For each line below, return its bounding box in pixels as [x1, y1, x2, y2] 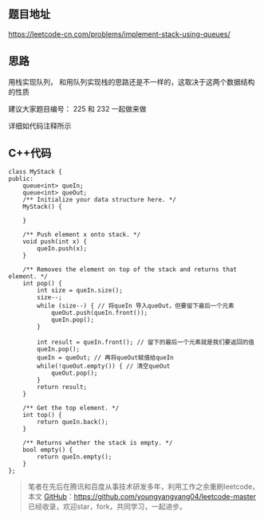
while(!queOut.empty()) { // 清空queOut [37, 362, 171, 371]
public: [8, 175, 34, 183]
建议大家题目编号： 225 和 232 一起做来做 [8, 104, 147, 113]
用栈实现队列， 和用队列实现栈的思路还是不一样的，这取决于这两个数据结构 [8, 77, 255, 86]
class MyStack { [8, 168, 62, 176]
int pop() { [22, 280, 62, 288]
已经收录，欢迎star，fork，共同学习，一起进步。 [27, 501, 187, 512]
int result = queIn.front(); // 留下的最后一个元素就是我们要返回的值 [37, 338, 255, 347]
